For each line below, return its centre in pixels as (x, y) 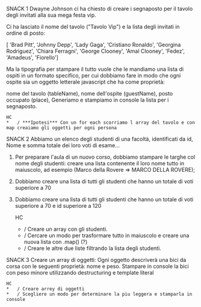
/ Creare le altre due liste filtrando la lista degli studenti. (92, 248)
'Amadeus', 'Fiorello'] (32, 57)
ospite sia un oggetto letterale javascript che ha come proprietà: (86, 82)
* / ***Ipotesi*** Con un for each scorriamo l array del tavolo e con (101, 123)
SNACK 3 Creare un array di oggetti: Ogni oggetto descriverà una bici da (96, 260)
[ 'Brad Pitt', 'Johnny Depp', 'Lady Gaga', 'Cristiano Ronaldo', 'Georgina (94, 45)
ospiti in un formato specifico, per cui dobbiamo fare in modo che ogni (94, 75)
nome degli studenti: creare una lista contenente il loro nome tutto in (100, 163)
